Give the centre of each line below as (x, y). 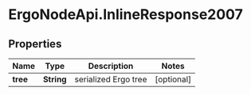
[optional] (173, 79)
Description (111, 66)
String (55, 79)
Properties (35, 44)
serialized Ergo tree (111, 79)
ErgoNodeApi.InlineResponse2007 (125, 15)
